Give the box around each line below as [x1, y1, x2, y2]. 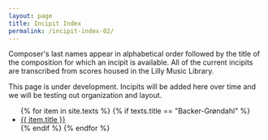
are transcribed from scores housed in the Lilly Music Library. [8, 66, 214, 76]
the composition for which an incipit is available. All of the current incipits [8, 57, 253, 67]
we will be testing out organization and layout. [8, 91, 162, 100]
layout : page [8, 11, 53, 20]
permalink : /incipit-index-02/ [8, 27, 115, 35]
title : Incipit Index [8, 19, 82, 28]
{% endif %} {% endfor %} [19, 123, 110, 134]
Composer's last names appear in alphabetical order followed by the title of [8, 49, 261, 59]
